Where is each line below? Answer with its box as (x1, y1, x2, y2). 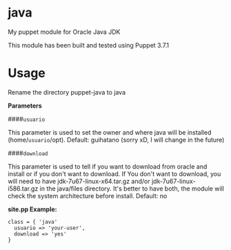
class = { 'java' (8, 218, 58, 225)
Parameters (8, 102, 42, 110)
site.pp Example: (8, 205, 57, 213)
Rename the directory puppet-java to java (8, 88, 126, 96)
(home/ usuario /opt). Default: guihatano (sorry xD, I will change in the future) (8, 135, 225, 144)
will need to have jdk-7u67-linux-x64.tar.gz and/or (8, 177, 150, 185)
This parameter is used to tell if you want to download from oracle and (8, 162, 208, 171)
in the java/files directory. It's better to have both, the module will (39, 184, 225, 193)
